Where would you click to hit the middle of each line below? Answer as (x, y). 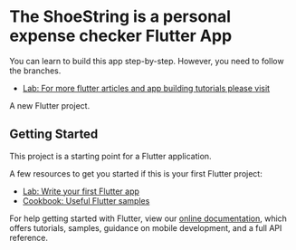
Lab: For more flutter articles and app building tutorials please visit (146, 88)
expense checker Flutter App (121, 36)
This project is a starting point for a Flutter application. (110, 156)
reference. (29, 237)
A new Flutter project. (50, 105)
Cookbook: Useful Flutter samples (86, 200)
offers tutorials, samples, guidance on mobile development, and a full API (146, 227)
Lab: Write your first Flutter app (81, 191)
